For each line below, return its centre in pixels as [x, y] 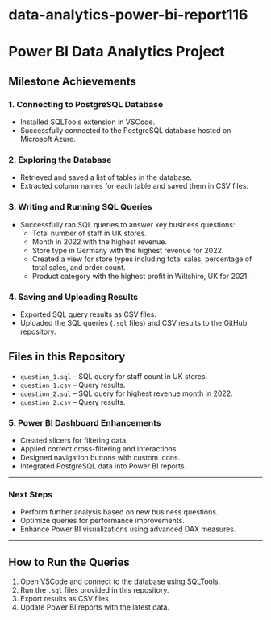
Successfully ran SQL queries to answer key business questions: [127, 224]
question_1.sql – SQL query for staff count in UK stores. [114, 376]
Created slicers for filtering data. [74, 440]
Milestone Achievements [73, 81]
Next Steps [31, 494]
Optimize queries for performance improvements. [102, 521]
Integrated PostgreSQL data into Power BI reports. [103, 466]
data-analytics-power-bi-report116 [128, 15]
